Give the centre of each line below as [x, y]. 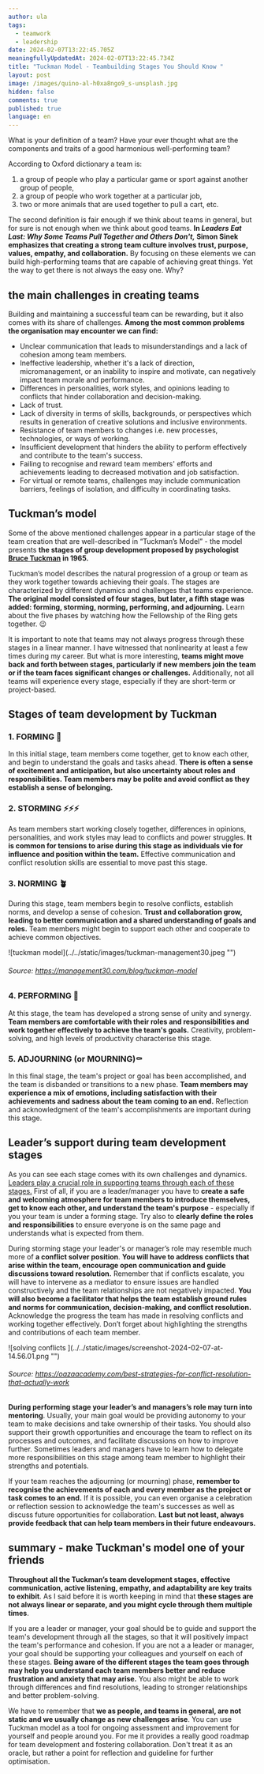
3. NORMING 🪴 [38, 883]
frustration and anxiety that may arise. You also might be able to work [123, 1678]
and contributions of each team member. [74, 1332]
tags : [17, 25]
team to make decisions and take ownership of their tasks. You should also [129, 1424]
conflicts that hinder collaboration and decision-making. [110, 396]
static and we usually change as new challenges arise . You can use [120, 1719]
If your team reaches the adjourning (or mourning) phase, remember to [124, 1481]
